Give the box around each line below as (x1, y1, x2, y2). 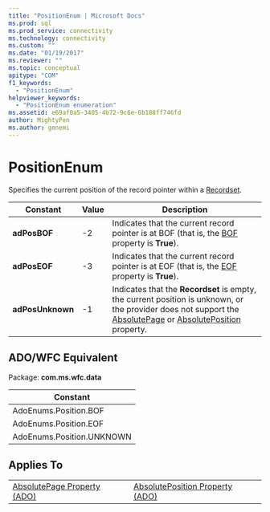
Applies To (8, 458, 63, 472)
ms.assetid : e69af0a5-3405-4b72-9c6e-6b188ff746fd (8, 109, 182, 117)
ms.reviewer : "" (8, 57, 63, 65)
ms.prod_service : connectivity (8, 26, 113, 35)
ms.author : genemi (8, 124, 70, 132)
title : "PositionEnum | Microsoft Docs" (8, 11, 146, 20)
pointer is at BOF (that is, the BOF (112, 227, 239, 238)
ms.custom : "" (8, 42, 56, 50)
